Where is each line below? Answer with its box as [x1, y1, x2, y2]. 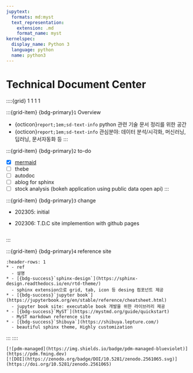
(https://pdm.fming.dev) [6, 351, 67, 357]
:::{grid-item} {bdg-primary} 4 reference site [6, 248, 112, 255]
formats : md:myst [11, 14, 54, 20]
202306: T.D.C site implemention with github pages [14, 219, 139, 227]
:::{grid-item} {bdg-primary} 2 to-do [6, 147, 91, 154]
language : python [11, 47, 54, 53]
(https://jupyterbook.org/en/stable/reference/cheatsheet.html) [6, 297, 167, 303]
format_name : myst [16, 31, 62, 36]
